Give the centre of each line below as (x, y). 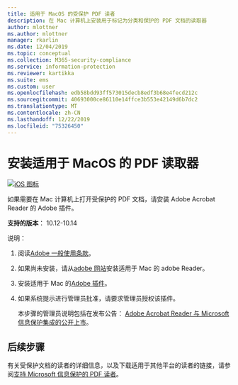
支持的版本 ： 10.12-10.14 (42, 223)
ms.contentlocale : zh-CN (44, 113)
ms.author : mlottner (38, 34)
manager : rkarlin (33, 40)
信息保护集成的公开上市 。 (55, 323)
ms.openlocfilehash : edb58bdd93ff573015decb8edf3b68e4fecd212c (103, 93)
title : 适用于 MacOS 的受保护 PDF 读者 (61, 14)
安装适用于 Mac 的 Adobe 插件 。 (64, 284)
